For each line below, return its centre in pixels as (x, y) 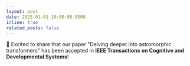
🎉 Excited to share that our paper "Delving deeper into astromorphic (89, 44)
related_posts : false (33, 28)
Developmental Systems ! (37, 57)
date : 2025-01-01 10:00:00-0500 (46, 17)
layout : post (22, 11)
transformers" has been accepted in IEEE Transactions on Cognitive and (95, 51)
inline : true (22, 22)
